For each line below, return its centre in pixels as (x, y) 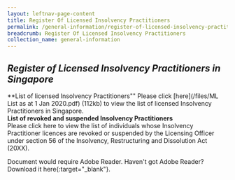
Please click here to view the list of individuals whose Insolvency (100, 125)
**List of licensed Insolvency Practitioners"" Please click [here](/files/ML (113, 96)
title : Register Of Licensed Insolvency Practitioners (89, 20)
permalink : (23, 27)
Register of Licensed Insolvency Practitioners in (114, 68)
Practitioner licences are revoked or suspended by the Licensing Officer (111, 133)
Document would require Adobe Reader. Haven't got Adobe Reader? (106, 161)
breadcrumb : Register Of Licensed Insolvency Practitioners (97, 33)
